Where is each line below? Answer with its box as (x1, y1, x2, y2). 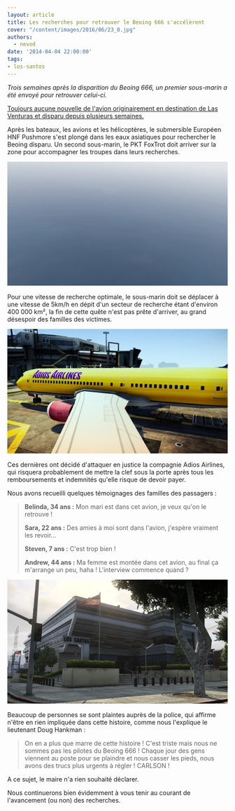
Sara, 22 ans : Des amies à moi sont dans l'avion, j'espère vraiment (24, 523, 219, 532)
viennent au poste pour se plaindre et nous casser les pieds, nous (24, 754, 215, 763)
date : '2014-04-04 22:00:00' (7, 48, 92, 55)
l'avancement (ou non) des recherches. (7, 796, 121, 805)
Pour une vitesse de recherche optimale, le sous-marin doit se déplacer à (7, 293, 219, 301)
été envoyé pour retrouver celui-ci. (7, 90, 107, 99)
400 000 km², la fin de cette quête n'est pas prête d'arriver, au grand (7, 308, 206, 316)
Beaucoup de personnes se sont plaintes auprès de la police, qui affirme (7, 711, 216, 719)
